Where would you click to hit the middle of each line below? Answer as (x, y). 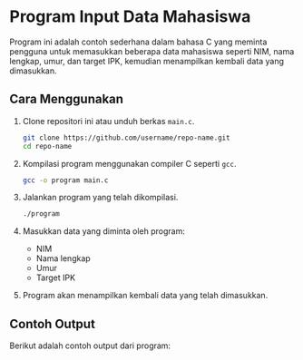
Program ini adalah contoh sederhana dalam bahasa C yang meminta (138, 42)
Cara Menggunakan (67, 99)
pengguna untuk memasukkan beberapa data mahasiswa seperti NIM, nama (152, 51)
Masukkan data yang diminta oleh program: (104, 231)
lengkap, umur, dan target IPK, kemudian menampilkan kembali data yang (147, 61)
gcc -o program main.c (65, 180)
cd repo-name (47, 146)
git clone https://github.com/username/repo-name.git (126, 138)
